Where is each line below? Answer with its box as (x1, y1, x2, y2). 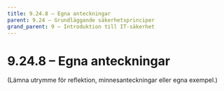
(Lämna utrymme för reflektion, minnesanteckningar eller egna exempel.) (7, 76, 218, 84)
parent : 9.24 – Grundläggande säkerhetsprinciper (7, 17, 155, 24)
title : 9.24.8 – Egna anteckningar (7, 10, 111, 17)
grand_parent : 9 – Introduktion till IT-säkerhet (7, 23, 155, 30)
